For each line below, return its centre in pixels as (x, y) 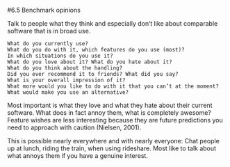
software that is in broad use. (49, 31)
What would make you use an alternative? (68, 93)
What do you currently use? (48, 44)
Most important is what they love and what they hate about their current (110, 105)
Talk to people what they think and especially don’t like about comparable (113, 23)
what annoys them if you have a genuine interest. (77, 156)
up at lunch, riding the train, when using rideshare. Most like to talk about (112, 148)
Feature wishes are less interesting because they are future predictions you (115, 120)
